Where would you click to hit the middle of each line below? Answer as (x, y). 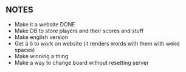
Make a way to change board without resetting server (81, 62)
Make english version (41, 37)
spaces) (25, 50)
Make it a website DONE (45, 24)
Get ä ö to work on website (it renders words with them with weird (97, 43)
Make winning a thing (41, 56)
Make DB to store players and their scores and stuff (79, 31)
